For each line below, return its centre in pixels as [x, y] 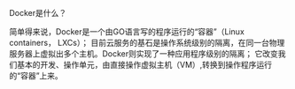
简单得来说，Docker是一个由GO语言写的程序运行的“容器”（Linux [127, 32]
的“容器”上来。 [36, 76]
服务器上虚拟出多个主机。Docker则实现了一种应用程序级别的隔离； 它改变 [144, 54]
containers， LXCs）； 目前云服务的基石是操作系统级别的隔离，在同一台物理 [147, 43]
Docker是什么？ [38, 13]
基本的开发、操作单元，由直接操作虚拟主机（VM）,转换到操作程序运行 [144, 65]
